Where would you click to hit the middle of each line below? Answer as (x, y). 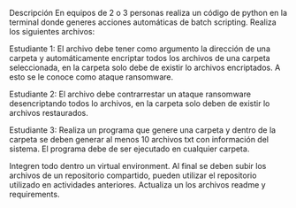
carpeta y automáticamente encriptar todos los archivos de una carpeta (140, 58)
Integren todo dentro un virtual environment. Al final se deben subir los (138, 166)
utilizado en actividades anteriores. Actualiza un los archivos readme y (138, 185)
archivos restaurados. (49, 113)
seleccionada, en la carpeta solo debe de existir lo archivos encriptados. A (145, 67)
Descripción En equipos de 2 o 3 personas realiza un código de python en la (148, 13)
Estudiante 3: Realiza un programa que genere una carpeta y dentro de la (143, 130)
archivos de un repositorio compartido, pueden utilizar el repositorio (133, 175)
